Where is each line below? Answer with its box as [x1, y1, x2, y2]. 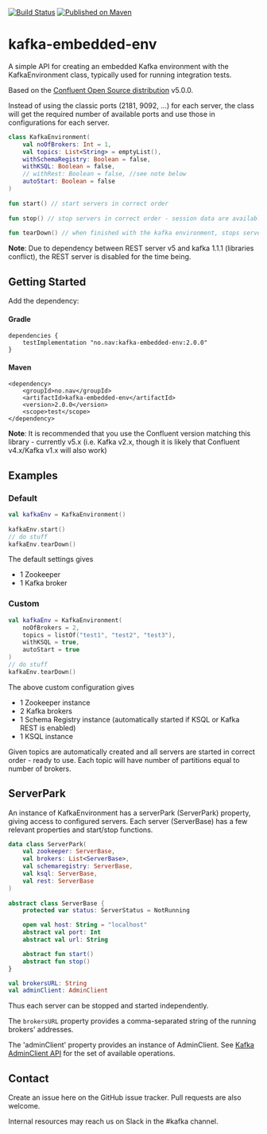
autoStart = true [22, 646, 80, 654]
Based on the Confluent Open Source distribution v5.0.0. [8, 85, 194, 95]
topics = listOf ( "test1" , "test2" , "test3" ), [22, 631, 176, 639]
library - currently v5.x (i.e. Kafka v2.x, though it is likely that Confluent [8, 437, 240, 447]
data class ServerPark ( [8, 840, 87, 848]
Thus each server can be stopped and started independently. [8, 1001, 209, 1011]
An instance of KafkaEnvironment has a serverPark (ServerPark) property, [8, 807, 251, 818]
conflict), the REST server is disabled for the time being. [8, 252, 192, 261]
